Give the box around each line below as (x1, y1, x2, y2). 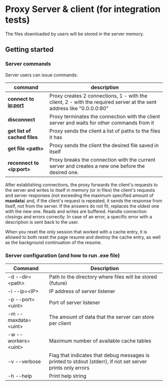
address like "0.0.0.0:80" (49, 104, 109, 111)
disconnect (7, 116, 35, 123)
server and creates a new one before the (49, 162, 145, 169)
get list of (7, 127, 31, 134)
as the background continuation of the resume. (5, 239, 102, 245)
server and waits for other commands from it (49, 119, 154, 126)
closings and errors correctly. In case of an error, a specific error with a (5, 213, 152, 219)
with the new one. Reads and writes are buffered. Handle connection (5, 208, 147, 214)
